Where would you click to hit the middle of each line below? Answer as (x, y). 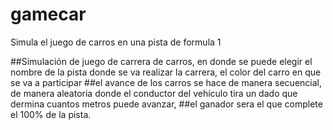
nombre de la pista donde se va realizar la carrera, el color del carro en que (166, 72)
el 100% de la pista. (51, 114)
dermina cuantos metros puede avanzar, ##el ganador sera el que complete (166, 104)
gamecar (48, 14)
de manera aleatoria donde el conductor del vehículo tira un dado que (154, 93)
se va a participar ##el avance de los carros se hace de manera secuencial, (166, 82)
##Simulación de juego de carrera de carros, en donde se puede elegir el (161, 61)
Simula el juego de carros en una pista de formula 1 (116, 42)
